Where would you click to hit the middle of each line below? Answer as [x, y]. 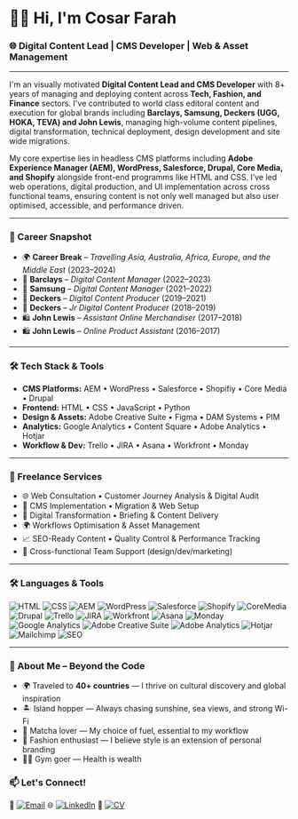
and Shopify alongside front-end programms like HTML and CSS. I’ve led [143, 178]
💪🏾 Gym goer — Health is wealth [82, 759]
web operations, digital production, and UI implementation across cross [140, 187]
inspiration [41, 698]
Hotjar [33, 436]
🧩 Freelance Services [56, 477]
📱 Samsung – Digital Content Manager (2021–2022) [117, 289]
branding [39, 749]
